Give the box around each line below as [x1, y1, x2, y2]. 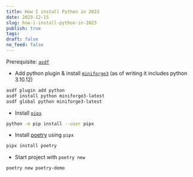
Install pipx [14, 109, 42, 116]
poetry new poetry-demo [6, 165, 65, 171]
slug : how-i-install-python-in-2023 [6, 20, 97, 26]
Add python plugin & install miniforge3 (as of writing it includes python [14, 69, 188, 77]
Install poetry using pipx [14, 131, 74, 138]
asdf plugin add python [6, 87, 65, 93]
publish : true [6, 25, 42, 31]
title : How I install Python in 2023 [6, 8, 100, 15]
